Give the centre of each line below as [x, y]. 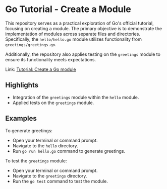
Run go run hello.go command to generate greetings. [69, 151]
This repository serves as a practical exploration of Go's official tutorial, [79, 23]
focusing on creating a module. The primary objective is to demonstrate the [84, 28]
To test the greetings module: [36, 161]
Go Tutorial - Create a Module [68, 9]
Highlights [22, 85]
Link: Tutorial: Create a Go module [41, 69]
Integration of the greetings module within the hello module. [76, 97]
